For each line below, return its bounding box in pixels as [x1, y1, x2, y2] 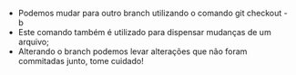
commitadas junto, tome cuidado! [17, 56, 144, 66]
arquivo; [17, 36, 50, 47]
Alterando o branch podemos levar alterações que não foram [17, 46, 248, 57]
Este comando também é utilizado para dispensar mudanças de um [17, 27, 271, 37]
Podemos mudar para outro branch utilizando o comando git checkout [17, 8, 282, 18]
